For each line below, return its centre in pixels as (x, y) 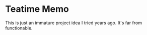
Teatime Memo (37, 9)
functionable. (19, 28)
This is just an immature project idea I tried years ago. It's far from (74, 23)
